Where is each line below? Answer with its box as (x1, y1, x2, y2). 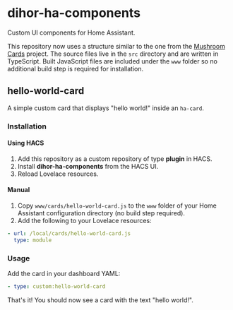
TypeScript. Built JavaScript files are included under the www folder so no (7, 56, 217, 65)
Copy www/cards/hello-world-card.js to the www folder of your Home (17, 201, 217, 210)
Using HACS (7, 139, 44, 148)
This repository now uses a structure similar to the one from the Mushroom (7, 42, 226, 50)
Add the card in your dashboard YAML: (7, 270, 121, 278)
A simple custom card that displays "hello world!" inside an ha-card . (7, 104, 205, 112)
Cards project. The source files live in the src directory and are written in (7, 49, 219, 58)
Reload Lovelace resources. (17, 169, 99, 178)
